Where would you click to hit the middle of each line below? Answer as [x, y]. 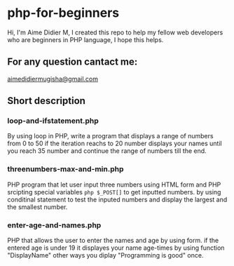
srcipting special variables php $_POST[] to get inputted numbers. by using [114, 192]
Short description [47, 101]
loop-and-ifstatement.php [53, 121]
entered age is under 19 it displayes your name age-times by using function [116, 248]
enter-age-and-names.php [54, 225]
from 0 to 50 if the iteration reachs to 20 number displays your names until [115, 144]
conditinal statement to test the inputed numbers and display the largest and [117, 199]
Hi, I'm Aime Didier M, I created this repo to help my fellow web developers [115, 32]
